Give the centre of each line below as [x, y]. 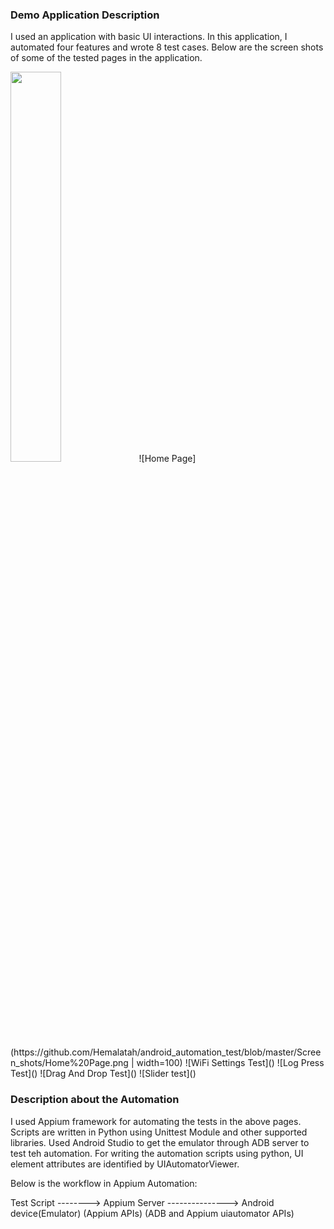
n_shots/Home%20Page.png [69, 1063]
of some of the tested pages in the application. [106, 58]
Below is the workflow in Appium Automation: [104, 1183]
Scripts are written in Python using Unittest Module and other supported [159, 1132]
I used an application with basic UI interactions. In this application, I [149, 37]
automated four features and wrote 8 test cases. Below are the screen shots [167, 47]
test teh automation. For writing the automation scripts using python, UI [157, 1153]
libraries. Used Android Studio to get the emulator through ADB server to [160, 1142]
